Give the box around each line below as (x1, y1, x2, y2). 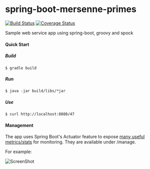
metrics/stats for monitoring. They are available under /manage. (5, 139, 136, 145)
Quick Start (5, 41, 29, 47)
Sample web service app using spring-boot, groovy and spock (5, 30, 134, 36)
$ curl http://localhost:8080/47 (5, 112, 75, 117)
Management (5, 122, 34, 128)
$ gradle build (5, 65, 37, 71)
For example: (5, 148, 32, 154)
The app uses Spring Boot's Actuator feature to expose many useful (5, 133, 145, 139)
